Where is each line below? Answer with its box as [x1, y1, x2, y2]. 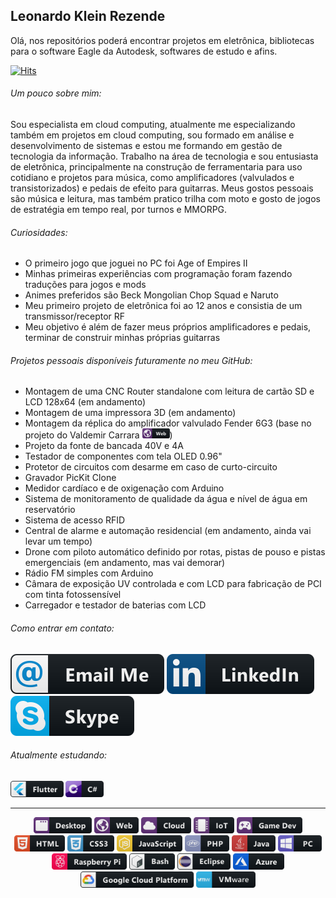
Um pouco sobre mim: [10, 87, 102, 99]
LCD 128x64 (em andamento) [24, 396, 147, 408]
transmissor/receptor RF [24, 310, 126, 323]
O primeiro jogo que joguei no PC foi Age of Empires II [24, 257, 248, 269]
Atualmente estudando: [10, 749, 108, 761]
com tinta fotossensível [24, 589, 122, 601]
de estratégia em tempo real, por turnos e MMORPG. [10, 204, 228, 216]
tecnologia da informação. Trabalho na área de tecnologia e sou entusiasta [10, 150, 319, 163]
